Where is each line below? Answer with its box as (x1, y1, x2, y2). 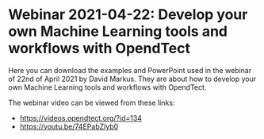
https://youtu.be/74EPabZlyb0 (19, 122, 119, 131)
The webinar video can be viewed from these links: (8, 98, 175, 107)
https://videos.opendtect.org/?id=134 (19, 113, 143, 122)
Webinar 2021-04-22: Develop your (8, 6, 248, 24)
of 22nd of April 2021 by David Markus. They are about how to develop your (8, 74, 257, 83)
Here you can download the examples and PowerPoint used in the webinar (8, 65, 252, 75)
